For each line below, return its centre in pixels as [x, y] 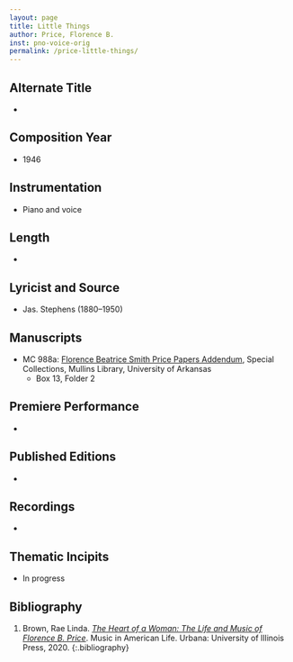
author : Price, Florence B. [62, 34]
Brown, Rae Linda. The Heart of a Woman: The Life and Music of [142, 629]
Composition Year [61, 137]
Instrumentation [56, 188]
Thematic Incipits [59, 556]
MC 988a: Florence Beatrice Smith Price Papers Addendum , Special [148, 359]
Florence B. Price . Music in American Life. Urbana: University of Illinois [153, 638]
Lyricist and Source [64, 288]
